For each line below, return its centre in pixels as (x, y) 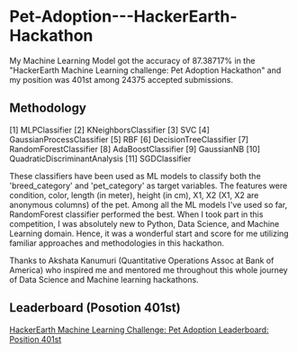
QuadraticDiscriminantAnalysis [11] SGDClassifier (100, 158)
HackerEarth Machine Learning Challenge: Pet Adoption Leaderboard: (139, 330)
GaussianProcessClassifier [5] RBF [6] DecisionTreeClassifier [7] (129, 139)
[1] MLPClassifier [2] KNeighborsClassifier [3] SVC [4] (109, 130)
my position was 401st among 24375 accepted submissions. (121, 79)
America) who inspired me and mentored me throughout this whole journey (148, 270)
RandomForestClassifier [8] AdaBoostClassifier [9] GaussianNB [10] (135, 149)
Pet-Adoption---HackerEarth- (123, 17)
